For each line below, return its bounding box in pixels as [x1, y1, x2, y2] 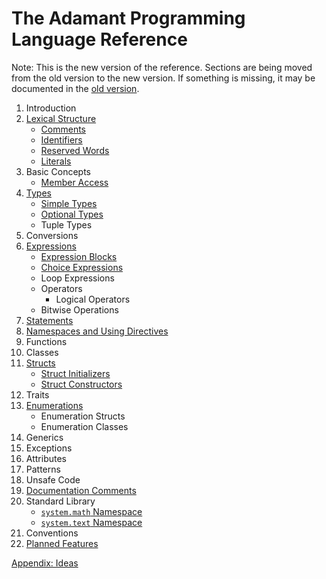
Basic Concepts [25, 165, 91, 177]
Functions [25, 335, 68, 347]
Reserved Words [40, 144, 110, 156]
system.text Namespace [40, 516, 143, 528]
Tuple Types [40, 218, 93, 231]
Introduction [25, 102, 77, 114]
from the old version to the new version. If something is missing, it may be [11, 72, 316, 84]
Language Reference [11, 28, 188, 51]
